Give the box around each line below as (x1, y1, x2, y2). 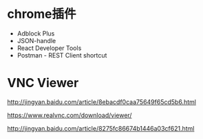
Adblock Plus (17, 29, 55, 38)
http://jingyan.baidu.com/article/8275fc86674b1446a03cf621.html (7, 124, 195, 132)
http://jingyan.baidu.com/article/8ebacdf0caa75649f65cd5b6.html (7, 97, 196, 106)
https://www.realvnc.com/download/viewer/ (7, 111, 132, 119)
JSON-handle (17, 36, 56, 45)
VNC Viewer (7, 75, 79, 91)
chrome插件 (7, 6, 77, 22)
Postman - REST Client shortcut (17, 51, 107, 59)
